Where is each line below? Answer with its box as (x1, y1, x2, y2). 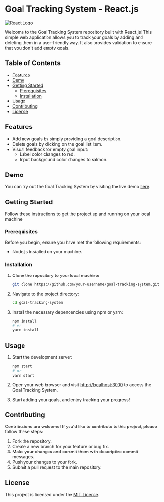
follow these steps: (5, 429, 43, 435)
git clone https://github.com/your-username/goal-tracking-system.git (12, 282, 160, 287)
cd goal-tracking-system (12, 300, 63, 305)
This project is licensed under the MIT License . (5, 492, 100, 498)
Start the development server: (12, 354, 73, 360)
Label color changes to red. (19, 151, 75, 157)
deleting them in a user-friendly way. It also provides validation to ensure (5, 39, 152, 45)
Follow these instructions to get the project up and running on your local (5, 211, 151, 217)
